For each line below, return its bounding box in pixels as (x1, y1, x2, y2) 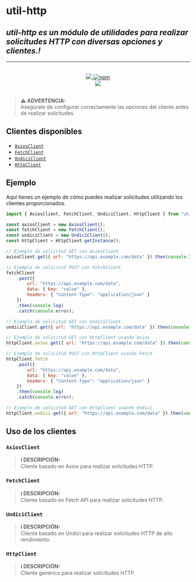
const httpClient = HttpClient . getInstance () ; (6, 238, 121, 244)
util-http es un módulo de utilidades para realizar (6, 28, 188, 38)
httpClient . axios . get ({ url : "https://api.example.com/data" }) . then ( (6, 340, 181, 346)
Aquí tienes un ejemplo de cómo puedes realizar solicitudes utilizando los (6, 193, 183, 200)
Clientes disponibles (6, 127, 83, 137)
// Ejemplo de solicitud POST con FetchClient (6, 264, 121, 270)
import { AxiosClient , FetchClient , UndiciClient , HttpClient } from (6, 211, 179, 217)
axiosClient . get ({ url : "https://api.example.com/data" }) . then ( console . (6, 254, 190, 260)
